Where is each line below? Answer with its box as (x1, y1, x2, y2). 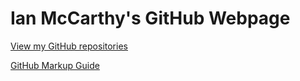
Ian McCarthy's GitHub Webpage (10, 7, 291, 30)
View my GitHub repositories (10, 40, 128, 52)
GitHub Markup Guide (10, 59, 100, 71)
